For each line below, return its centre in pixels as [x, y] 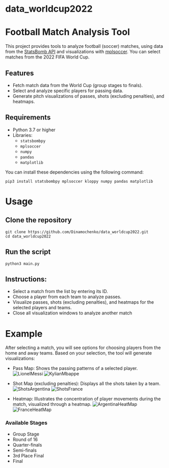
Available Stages [26, 423]
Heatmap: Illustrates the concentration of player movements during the [87, 399]
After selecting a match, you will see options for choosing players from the [83, 348]
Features [20, 73]
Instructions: [26, 279]
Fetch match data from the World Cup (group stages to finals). [78, 85]
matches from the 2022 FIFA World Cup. [47, 57]
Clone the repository [39, 220]
